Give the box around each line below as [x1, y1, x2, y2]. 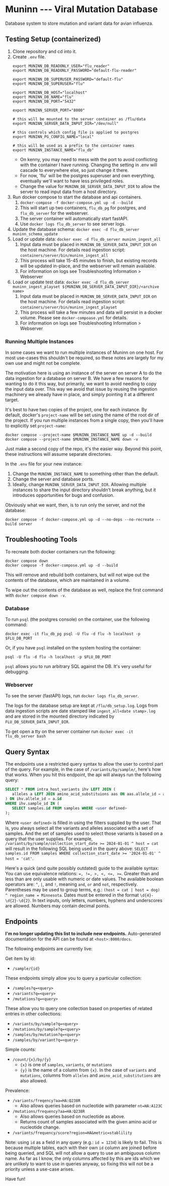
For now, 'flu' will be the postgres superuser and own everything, [20, 172, 155, 178]
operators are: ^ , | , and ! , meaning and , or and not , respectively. [5, 881, 138, 887]
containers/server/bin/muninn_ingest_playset [20, 305, 117, 310]
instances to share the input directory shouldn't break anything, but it [12, 487, 156, 493]
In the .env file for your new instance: [5, 461, 83, 467]
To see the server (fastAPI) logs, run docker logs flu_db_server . [5, 693, 139, 699]
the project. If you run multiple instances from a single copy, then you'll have [5, 417, 164, 423]
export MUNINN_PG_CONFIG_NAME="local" [12, 134, 94, 139]
